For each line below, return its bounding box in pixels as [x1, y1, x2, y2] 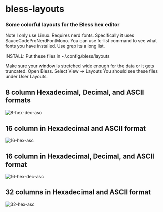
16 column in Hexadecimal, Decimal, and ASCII [5, 152, 154, 161]
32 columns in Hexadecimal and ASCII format [5, 188, 151, 197]
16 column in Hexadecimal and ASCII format [5, 124, 146, 133]
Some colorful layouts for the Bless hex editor [5, 21, 120, 28]
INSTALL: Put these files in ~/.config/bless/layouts [5, 53, 110, 59]
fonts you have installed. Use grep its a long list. [5, 43, 105, 49]
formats [5, 96, 31, 104]
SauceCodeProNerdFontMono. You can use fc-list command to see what [5, 38, 157, 44]
